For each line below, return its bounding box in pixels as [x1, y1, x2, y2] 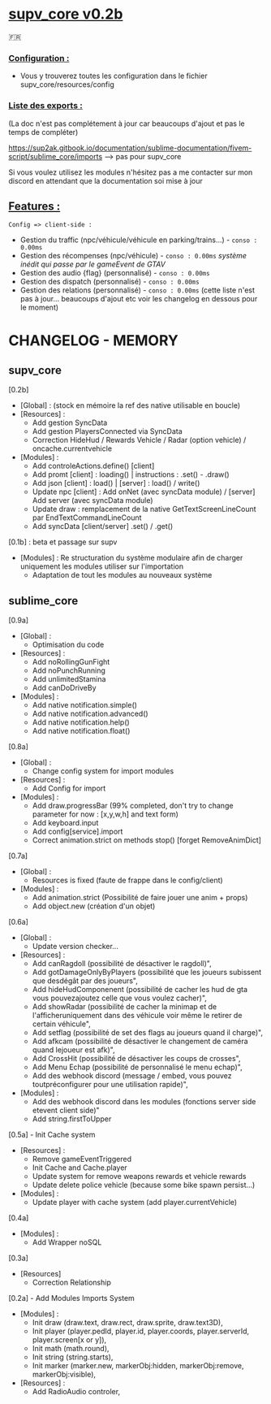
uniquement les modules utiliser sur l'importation [19, 561, 184, 571]
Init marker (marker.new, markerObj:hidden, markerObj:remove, [32, 1361, 244, 1371]
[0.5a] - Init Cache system [8, 1130, 96, 1140]
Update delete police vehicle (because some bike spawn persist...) [32, 1180, 256, 1190]
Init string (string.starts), [32, 1352, 114, 1362]
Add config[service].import [32, 826, 123, 837]
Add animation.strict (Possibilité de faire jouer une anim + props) [32, 893, 248, 903]
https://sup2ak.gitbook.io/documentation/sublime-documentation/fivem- [8, 143, 252, 153]
